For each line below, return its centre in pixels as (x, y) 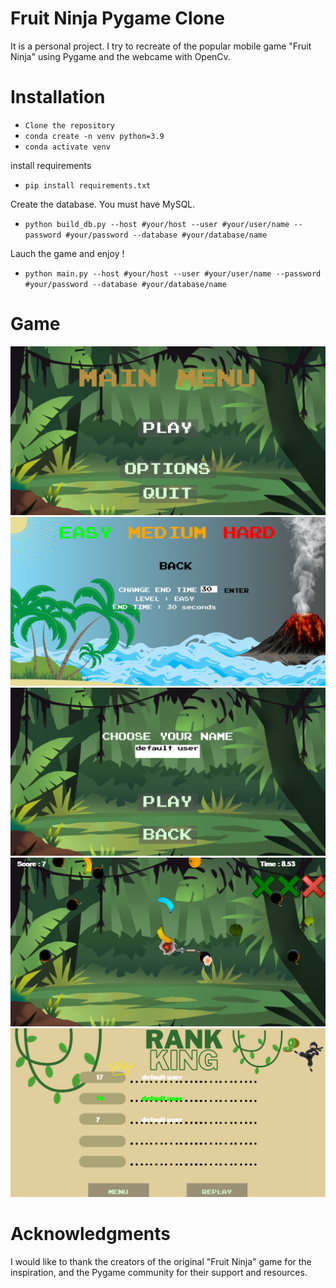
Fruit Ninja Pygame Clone (117, 18)
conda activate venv (67, 147)
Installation (58, 97)
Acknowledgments (91, 1234)
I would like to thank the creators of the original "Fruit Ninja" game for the (161, 1261)
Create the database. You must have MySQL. (103, 204)
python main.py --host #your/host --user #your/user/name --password (173, 273)
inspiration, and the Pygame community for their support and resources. (159, 1272)
